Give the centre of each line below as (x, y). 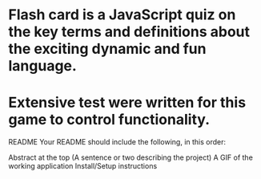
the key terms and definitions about (129, 32)
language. (43, 66)
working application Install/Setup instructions (83, 166)
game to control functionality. (109, 120)
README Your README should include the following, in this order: (117, 142)
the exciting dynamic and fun (107, 49)
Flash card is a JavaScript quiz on (122, 15)
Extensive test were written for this (127, 103)
